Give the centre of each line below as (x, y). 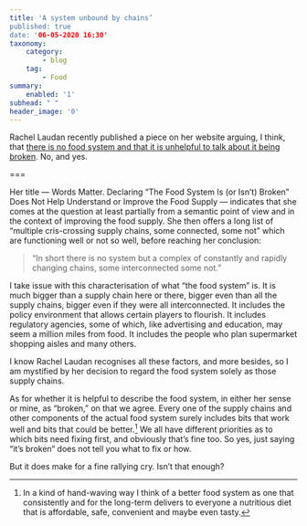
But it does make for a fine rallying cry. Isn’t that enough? (117, 466)
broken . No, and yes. (49, 157)
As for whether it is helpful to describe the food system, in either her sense (150, 399)
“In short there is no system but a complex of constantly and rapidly (159, 258)
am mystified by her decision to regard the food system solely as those (143, 372)
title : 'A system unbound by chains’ (81, 18)
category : (45, 52)
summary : (26, 86)
